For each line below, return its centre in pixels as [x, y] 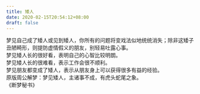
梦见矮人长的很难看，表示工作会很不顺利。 [58, 62]
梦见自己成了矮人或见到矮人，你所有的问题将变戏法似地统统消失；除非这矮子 [100, 40]
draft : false [22, 23]
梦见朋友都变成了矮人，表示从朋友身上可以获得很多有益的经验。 [84, 70]
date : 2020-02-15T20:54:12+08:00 [48, 17]
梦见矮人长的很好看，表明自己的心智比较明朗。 [63, 55]
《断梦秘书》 [22, 85]
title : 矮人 [20, 12]
